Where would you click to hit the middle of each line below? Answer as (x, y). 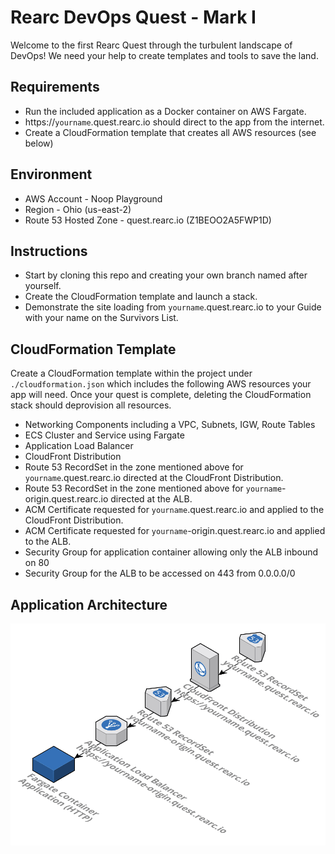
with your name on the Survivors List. (101, 318)
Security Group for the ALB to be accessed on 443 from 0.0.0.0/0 (160, 573)
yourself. (43, 286)
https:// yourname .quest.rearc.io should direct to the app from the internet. (174, 122)
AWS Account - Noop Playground (93, 198)
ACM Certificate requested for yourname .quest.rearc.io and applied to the (174, 510)
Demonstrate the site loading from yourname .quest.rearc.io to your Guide (173, 307)
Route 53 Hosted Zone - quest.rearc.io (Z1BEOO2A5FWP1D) (148, 220)
